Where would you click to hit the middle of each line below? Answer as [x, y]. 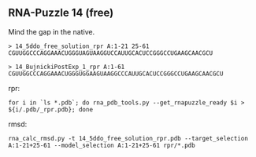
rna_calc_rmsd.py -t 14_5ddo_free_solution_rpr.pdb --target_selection [128, 138]
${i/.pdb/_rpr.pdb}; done [50, 109]
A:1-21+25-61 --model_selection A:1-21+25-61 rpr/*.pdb [102, 145]
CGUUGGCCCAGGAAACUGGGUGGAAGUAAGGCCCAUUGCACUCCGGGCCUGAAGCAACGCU [116, 74]
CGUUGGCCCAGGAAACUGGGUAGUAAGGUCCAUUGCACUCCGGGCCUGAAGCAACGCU [111, 53]
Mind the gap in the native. [52, 31]
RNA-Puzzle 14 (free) [61, 13]
